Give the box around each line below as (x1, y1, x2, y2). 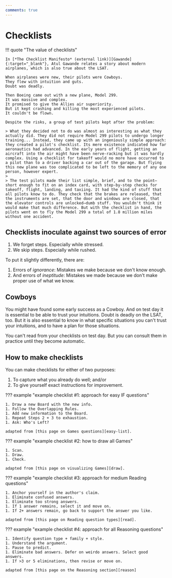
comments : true (5, 7, 38, 13)
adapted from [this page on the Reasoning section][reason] (5, 568, 137, 573)
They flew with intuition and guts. (5, 79, 84, 84)
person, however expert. (5, 169, 59, 174)
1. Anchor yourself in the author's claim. (5, 490, 100, 495)
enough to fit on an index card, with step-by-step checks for (18, 182, 158, 188)
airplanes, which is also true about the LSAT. (5, 65, 109, 71)
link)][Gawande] (97, 57, 132, 62)
